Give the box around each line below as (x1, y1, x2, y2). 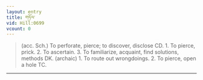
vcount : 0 (6, 25, 31, 32)
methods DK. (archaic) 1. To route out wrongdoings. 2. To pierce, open (21, 55, 196, 62)
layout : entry (6, 8, 42, 15)
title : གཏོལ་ (6, 14, 36, 20)
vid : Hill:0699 (6, 20, 45, 26)
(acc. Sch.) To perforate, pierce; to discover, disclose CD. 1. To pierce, (21, 42, 195, 49)
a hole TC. (21, 61, 47, 69)
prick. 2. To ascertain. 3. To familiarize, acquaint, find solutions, (21, 49, 179, 56)
